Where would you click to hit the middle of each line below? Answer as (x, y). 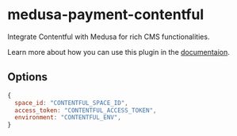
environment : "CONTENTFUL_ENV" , (68, 118)
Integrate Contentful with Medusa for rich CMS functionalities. (109, 37)
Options (28, 77)
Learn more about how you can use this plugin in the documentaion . (119, 52)
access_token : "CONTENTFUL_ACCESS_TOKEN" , (86, 110)
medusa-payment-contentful (106, 15)
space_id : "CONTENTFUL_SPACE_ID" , (71, 103)
